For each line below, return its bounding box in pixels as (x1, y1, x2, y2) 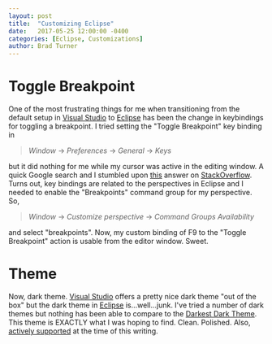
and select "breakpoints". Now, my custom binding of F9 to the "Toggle (8, 228, 247, 237)
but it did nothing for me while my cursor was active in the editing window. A (8, 162, 264, 172)
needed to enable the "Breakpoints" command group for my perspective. (8, 188, 253, 198)
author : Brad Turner (8, 42, 79, 50)
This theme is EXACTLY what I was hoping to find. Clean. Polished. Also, (8, 318, 251, 327)
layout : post (8, 11, 53, 20)
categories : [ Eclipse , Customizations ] (8, 34, 144, 43)
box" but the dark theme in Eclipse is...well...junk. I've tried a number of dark (8, 300, 264, 310)
